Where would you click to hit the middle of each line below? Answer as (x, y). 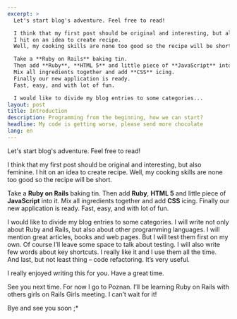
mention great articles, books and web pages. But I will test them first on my (118, 236)
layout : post (26, 104)
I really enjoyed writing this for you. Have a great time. (86, 273)
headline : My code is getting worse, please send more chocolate (105, 124)
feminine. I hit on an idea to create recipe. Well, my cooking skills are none (115, 172)
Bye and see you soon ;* (43, 308)
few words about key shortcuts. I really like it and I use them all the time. (112, 252)
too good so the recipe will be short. (60, 179)
